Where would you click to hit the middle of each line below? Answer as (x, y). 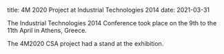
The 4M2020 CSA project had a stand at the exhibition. (85, 43)
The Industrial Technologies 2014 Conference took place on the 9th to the (112, 23)
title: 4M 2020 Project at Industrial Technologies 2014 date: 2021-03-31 (109, 10)
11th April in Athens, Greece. (47, 30)
